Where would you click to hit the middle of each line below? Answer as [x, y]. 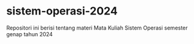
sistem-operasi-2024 [62, 11]
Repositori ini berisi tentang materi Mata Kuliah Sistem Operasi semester [97, 28]
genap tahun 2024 [30, 34]
